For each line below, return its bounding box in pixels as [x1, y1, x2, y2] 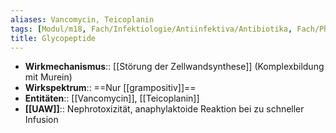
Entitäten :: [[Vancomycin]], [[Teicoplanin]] [24, 92, 200, 105]
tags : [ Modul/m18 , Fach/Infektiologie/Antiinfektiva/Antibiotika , [10, 24, 293, 34]
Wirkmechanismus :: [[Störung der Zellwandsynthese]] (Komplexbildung [24, 61, 325, 73]
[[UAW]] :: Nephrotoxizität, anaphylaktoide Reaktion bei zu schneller [24, 103, 305, 115]
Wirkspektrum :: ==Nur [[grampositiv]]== [24, 82, 197, 94]
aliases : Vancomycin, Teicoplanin [10, 14, 155, 25]
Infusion [24, 114, 59, 126]
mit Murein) [24, 71, 73, 83]
